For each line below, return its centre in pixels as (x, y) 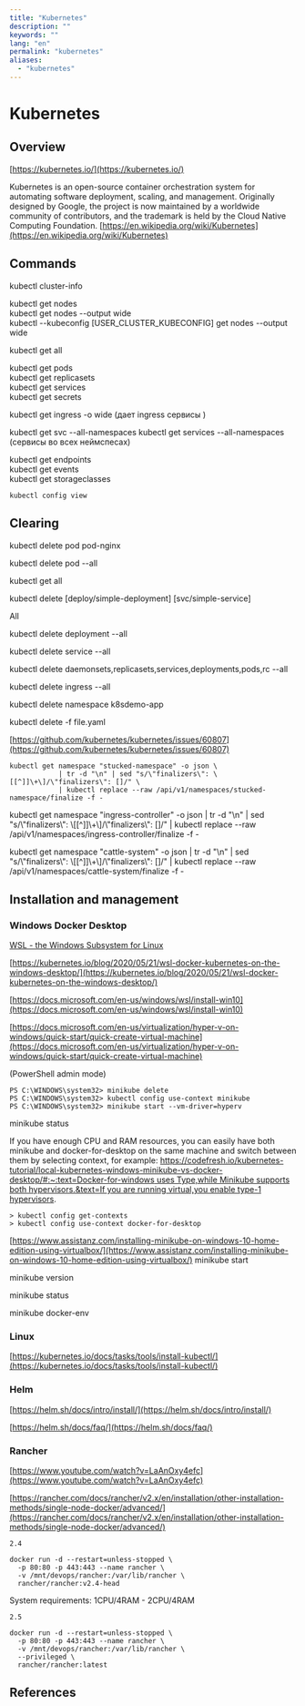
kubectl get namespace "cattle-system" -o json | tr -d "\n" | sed (129, 852)
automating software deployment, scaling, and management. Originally (142, 196)
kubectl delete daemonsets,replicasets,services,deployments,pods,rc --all (149, 669)
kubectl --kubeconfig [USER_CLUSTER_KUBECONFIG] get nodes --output (149, 322)
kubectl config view (49, 495)
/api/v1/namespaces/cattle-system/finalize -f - (97, 871)
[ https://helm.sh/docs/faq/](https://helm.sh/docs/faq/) (111, 1427)
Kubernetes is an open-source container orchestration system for (132, 187)
